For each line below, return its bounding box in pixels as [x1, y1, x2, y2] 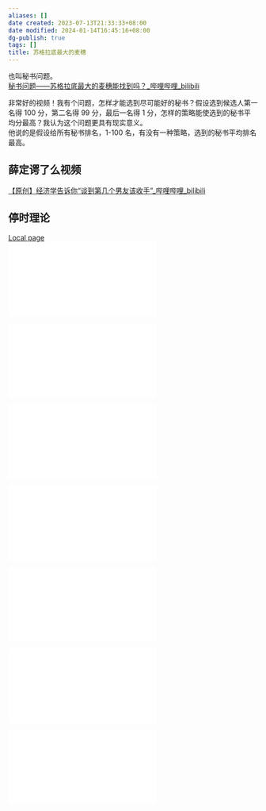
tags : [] [8, 41, 37, 49]
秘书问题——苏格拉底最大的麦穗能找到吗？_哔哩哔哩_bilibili [8, 81, 200, 90]
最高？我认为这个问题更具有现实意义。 [21, 118, 147, 127]
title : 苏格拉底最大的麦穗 [8, 48, 87, 56]
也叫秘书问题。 [8, 71, 57, 80]
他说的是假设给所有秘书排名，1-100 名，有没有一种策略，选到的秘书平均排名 [8, 128, 257, 137]
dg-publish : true [8, 33, 66, 42]
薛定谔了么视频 [8, 163, 82, 177]
